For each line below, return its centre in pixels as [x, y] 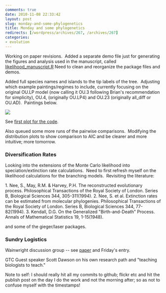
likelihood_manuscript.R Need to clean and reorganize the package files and [83, 66]
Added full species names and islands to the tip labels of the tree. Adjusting [83, 81]
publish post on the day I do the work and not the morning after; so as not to [83, 280]
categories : [17, 38]
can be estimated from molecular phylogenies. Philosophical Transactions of [83, 201]
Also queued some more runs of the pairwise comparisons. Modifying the [81, 131]
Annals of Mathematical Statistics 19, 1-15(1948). [54, 217]
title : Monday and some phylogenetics [45, 28]
